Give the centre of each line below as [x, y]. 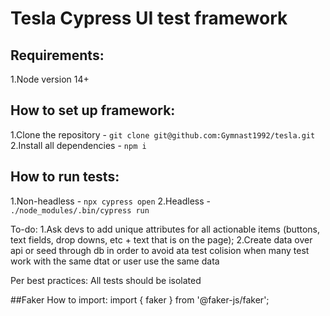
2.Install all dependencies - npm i [78, 145]
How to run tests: [65, 177]
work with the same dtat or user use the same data [115, 261]
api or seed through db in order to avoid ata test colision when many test [160, 250]
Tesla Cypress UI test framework [149, 18]
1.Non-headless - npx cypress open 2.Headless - [110, 201]
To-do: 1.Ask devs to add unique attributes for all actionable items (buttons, [165, 229]
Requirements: [57, 55]
